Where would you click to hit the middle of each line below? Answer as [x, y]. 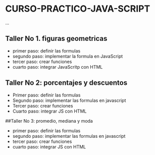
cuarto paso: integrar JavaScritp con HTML [58, 67]
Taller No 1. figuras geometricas [56, 39]
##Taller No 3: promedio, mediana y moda [49, 121]
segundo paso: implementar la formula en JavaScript [68, 56]
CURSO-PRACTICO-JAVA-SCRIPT [78, 9]
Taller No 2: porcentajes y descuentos [66, 83]
